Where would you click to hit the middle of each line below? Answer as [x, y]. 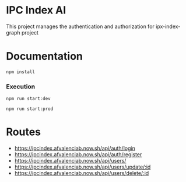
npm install [20, 72]
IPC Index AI [36, 10]
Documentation [45, 56]
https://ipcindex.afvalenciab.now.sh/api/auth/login [75, 148]
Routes [23, 132]
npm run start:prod [30, 109]
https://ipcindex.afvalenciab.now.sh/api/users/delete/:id [82, 173]
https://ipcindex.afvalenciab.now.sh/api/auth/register [78, 154]
